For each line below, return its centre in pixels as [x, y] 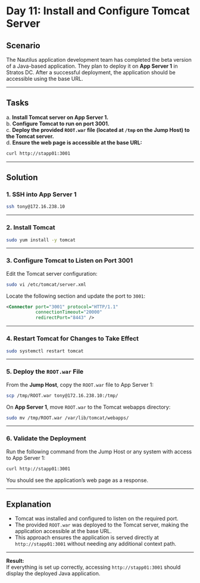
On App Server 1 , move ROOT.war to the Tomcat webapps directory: [88, 407]
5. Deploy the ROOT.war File [45, 371]
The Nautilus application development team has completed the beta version [99, 60]
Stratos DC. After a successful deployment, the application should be [91, 72]
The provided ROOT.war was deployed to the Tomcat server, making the [101, 525]
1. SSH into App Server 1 [41, 194]
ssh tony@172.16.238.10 [36, 207]
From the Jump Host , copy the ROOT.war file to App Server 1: [80, 385]
